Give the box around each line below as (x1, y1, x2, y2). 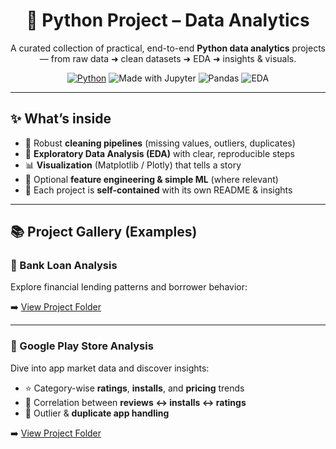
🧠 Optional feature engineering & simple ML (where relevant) (24, 173, 279, 185)
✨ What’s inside (10, 110, 112, 128)
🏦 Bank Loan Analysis (10, 259, 118, 273)
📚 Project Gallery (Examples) (10, 224, 198, 241)
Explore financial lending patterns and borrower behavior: (10, 281, 248, 293)
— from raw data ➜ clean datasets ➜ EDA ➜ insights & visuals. (39, 52, 297, 64)
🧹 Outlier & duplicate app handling (24, 407, 170, 419)
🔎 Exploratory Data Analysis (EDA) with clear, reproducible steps (24, 147, 295, 159)
